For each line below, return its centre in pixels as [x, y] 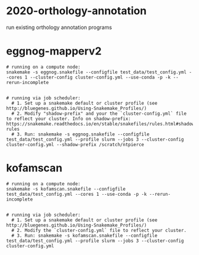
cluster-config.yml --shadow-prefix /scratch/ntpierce [75, 144]
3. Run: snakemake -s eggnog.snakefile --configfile [83, 134]
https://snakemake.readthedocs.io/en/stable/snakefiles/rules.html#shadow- [102, 124]
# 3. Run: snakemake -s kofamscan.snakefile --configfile [85, 235]
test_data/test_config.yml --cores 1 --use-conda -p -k [76, 194]
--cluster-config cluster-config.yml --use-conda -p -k [100, 77]
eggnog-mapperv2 [54, 51]
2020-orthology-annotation [76, 11]
